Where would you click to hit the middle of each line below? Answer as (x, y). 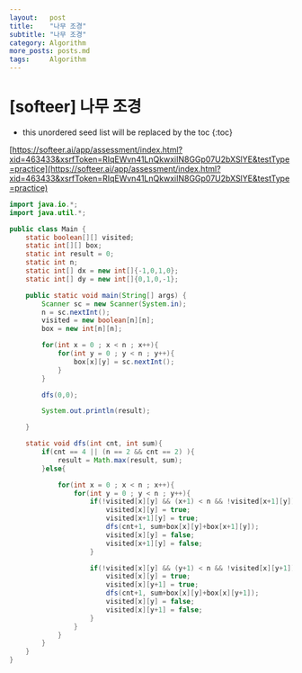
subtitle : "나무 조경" (48, 34)
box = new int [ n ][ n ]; (82, 329)
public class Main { (48, 229)
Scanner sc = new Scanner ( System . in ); (114, 304)
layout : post (38, 18)
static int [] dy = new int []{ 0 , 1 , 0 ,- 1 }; (102, 279)
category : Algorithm (48, 43)
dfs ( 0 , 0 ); (60, 395)
